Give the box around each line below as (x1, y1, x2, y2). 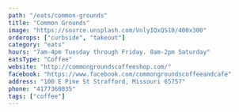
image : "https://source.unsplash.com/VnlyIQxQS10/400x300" (8, 26, 207, 34)
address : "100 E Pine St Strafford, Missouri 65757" (8, 77, 186, 85)
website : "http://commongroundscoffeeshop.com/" (8, 63, 172, 71)
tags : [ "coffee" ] (8, 92, 66, 100)
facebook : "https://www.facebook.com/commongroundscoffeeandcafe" (8, 70, 232, 78)
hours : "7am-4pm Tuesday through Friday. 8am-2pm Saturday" (8, 48, 211, 56)
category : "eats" (8, 41, 66, 49)
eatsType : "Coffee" (8, 56, 73, 64)
